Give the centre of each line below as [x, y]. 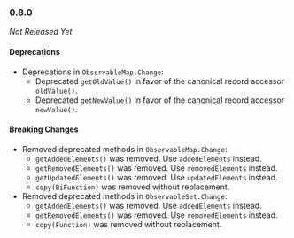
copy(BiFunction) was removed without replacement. [132, 187]
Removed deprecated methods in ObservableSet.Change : [124, 196]
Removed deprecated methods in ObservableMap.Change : [124, 149]
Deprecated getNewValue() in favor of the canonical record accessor [160, 100]
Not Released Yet [41, 32]
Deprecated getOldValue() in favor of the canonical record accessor [160, 81]
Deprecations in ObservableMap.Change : [93, 72]
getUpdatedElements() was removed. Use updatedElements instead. [156, 177]
